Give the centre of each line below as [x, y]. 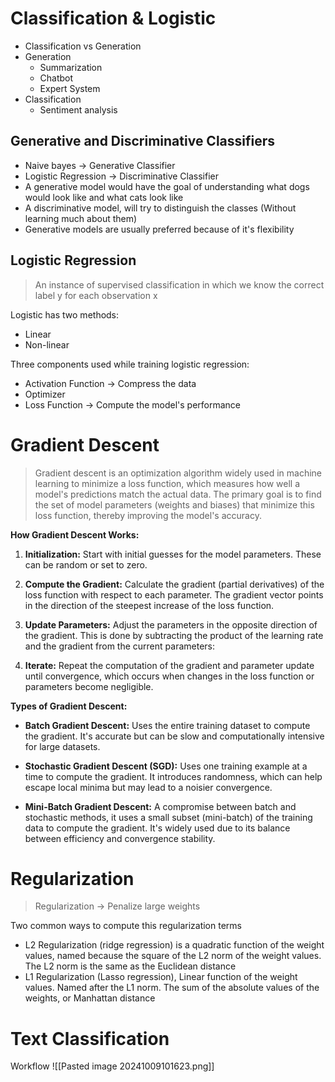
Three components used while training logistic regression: [130, 364]
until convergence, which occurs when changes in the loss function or [169, 676]
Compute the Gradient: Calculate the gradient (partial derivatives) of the [174, 584]
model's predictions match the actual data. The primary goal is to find [178, 494]
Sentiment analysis [78, 109]
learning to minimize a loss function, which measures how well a [167, 483]
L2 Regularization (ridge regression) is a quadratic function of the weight [174, 945]
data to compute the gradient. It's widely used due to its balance [157, 828]
